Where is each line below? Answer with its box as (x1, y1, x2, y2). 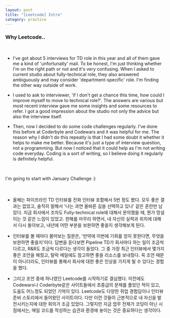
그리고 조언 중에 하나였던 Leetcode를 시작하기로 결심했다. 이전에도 (12, 275, 145, 281)
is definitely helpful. (12, 155, 54, 162)
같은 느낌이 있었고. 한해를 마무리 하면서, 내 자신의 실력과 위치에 (27, 215, 152, 221)
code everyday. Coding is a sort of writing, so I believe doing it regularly (12, 150, 163, 156)
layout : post (5, 7, 33, 13)
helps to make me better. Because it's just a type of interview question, (12, 139, 161, 145)
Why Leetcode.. (5, 34, 46, 41)
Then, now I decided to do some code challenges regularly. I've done (12, 123, 158, 130)
